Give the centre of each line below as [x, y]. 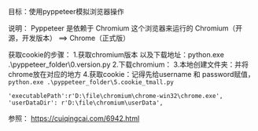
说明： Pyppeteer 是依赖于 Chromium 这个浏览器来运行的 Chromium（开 [125, 28]
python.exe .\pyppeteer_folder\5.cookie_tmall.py [91, 82]
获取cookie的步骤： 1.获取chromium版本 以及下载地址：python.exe [116, 55]
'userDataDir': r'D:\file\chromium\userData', [86, 103]
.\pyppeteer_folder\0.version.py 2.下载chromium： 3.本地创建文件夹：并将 [129, 64]
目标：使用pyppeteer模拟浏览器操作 [66, 11]
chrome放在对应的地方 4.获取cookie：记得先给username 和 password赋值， [132, 74]
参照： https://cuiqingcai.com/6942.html [74, 118]
